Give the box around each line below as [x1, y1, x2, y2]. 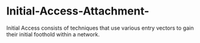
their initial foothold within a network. [6, 30, 100, 38]
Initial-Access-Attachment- [6, 4, 150, 18]
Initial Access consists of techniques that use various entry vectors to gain [6, 24, 194, 31]
